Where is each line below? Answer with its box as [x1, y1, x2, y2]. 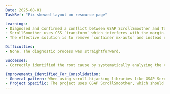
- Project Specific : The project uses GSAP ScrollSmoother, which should [5, 81, 164, 86]
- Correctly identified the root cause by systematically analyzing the [5, 62, 162, 68]
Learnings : [5, 21, 28, 26]
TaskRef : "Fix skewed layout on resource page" [5, 12, 108, 17]
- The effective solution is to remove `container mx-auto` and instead [5, 35, 162, 40]
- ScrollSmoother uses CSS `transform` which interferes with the [5, 31, 148, 36]
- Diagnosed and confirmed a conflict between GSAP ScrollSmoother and [5, 26, 159, 31]
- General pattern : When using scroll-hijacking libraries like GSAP [5, 76, 155, 81]
